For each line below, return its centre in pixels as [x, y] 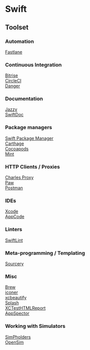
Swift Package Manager [29, 138]
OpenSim [15, 342]
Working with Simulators [35, 326]
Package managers [29, 128]
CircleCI [13, 81]
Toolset [17, 27]
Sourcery [15, 263]
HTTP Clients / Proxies [32, 167]
